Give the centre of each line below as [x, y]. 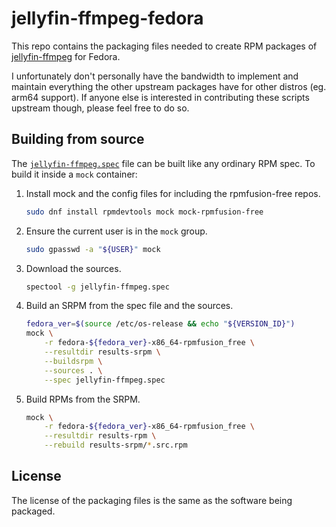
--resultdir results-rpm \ [100, 436]
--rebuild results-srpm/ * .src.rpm [116, 445]
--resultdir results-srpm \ [102, 352]
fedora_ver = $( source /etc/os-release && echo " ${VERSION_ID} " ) [160, 324]
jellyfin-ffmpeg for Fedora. [66, 56]
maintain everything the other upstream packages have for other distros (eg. [169, 86]
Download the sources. [73, 268]
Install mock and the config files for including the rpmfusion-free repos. [173, 193]
